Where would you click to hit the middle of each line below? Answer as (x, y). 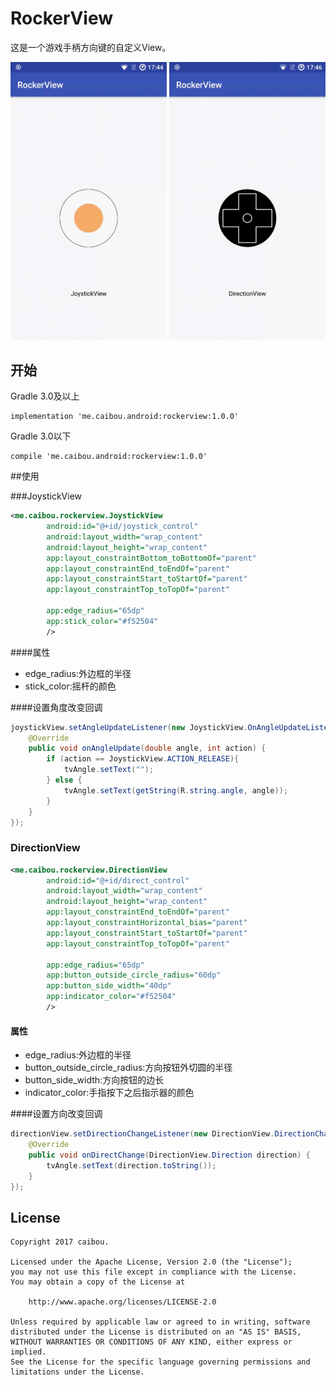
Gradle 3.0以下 (41, 436)
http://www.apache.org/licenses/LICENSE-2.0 (122, 1302)
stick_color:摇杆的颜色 (70, 686)
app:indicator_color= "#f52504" (111, 997)
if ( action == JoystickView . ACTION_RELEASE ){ (143, 759)
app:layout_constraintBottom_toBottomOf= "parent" (151, 558)
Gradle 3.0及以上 (45, 396)
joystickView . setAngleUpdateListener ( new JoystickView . (129, 727)
